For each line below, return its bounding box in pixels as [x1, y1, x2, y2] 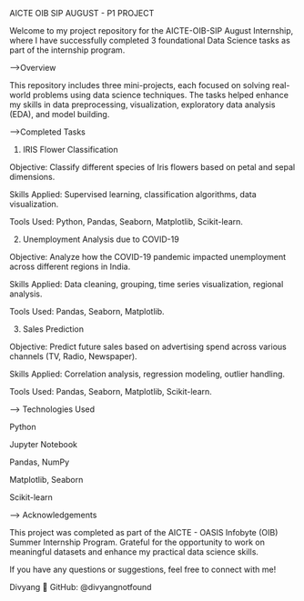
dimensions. [9, 172, 56, 182]
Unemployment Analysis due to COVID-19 [22, 234, 179, 245]
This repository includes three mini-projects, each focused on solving [9, 80, 270, 90]
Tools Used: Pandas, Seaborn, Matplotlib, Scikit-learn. [9, 386, 212, 396]
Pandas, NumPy [9, 456, 70, 467]
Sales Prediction [22, 324, 85, 335]
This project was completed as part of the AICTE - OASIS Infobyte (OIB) [9, 527, 279, 537]
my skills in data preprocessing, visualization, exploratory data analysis [9, 99, 276, 110]
